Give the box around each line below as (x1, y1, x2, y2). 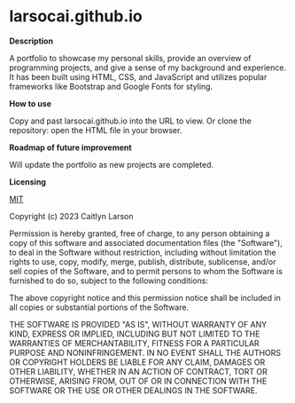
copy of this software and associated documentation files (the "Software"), (9, 237, 283, 248)
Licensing (9, 176, 47, 187)
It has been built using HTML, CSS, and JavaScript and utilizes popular (9, 71, 268, 82)
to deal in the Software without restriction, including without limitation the (9, 247, 276, 257)
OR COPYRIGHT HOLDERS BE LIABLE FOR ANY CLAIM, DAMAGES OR (9, 357, 266, 367)
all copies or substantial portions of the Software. (9, 302, 189, 312)
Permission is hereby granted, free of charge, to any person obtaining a (9, 228, 270, 239)
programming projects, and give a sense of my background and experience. (9, 62, 286, 73)
